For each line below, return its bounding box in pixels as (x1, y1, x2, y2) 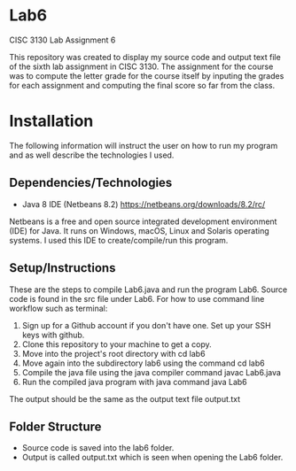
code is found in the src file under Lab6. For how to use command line (9, 293, 265, 304)
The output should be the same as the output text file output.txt (9, 393, 241, 404)
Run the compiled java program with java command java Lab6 (21, 376, 248, 387)
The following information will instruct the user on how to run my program (9, 140, 278, 151)
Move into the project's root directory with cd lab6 (21, 348, 206, 359)
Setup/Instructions (9, 260, 116, 275)
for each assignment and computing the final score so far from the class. (9, 80, 276, 90)
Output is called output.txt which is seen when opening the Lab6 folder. (21, 452, 284, 463)
